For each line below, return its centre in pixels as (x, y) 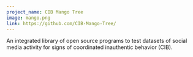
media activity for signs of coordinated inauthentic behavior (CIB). (89, 47)
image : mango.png (28, 18)
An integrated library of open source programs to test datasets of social (97, 41)
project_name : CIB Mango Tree (45, 12)
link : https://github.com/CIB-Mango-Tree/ (61, 23)
